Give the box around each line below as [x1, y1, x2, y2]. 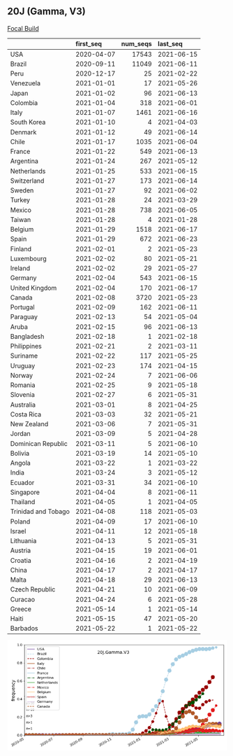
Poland [10, 517, 31, 526]
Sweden [10, 186, 34, 195]
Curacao [10, 595, 36, 603]
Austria [10, 546, 31, 555]
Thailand [10, 498, 36, 506]
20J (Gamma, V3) [7, 6, 86, 17]
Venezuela [10, 79, 40, 87]
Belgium [10, 225, 34, 234]
